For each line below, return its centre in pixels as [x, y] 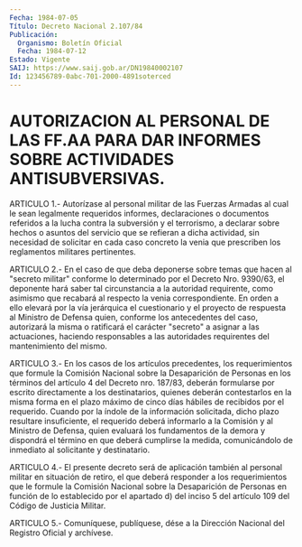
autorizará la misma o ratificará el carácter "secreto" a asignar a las [134, 327]
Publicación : [34, 34]
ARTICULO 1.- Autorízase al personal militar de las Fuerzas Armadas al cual [149, 203]
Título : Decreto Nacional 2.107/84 [76, 26]
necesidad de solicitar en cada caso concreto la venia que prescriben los [145, 242]
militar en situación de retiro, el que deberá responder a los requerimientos [148, 477]
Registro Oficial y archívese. [61, 533]
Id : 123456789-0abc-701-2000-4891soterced [90, 77]
